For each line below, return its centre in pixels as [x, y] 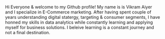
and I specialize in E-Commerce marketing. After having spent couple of [78, 12]
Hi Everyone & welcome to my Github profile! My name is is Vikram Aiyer [79, 7]
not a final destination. [28, 32]
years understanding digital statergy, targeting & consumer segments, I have [82, 17]
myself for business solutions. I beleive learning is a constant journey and [80, 27]
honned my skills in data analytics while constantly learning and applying [79, 22]
